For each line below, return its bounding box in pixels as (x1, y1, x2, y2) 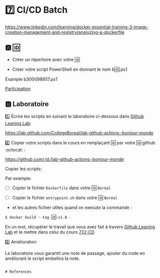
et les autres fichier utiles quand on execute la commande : (12, 204, 132, 210)
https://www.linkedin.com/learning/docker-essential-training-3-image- (5, 24, 149, 30)
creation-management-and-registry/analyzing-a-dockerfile (5, 29, 125, 35)
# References (5, 269, 32, 274)
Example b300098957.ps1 (5, 76, 58, 82)
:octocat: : (5, 146, 26, 153)
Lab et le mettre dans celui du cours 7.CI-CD (5, 229, 95, 235)
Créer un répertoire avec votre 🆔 (12, 56, 80, 62)
